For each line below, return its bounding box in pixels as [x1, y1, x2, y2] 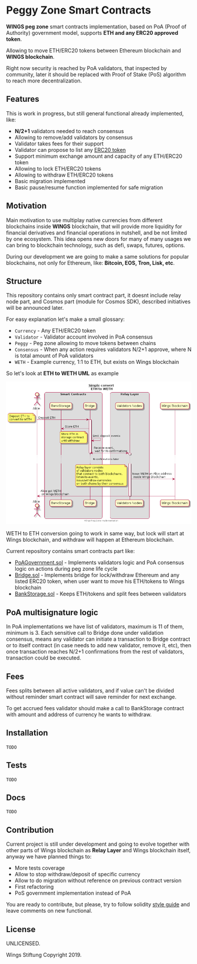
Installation [6, 728, 48, 738]
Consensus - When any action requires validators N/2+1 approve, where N [14, 346, 192, 353]
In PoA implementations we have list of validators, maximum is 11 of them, [6, 623, 184, 630]
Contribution [6, 825, 54, 835]
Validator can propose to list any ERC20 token [14, 146, 126, 153]
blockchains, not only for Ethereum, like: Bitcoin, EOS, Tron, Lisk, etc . [6, 259, 175, 266]
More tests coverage [14, 864, 65, 872]
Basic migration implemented [14, 177, 86, 184]
